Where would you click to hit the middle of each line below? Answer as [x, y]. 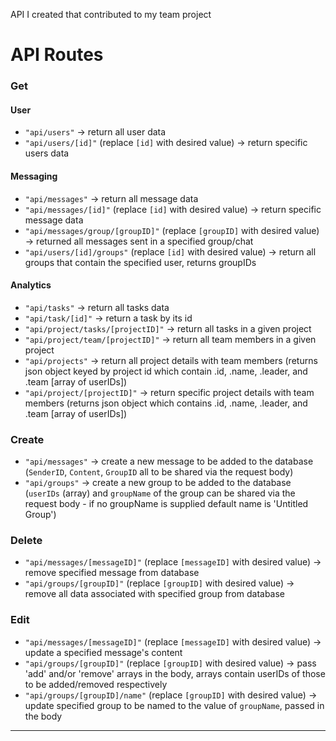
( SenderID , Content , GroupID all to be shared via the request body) [159, 472]
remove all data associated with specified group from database [155, 594]
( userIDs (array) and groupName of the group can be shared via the [160, 493]
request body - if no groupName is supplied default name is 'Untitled [166, 504]
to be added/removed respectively [96, 684]
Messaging [34, 176]
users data [47, 153]
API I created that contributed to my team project [111, 14]
